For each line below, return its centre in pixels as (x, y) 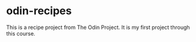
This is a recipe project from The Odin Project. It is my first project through (98, 27)
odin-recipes (39, 11)
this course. (21, 33)
